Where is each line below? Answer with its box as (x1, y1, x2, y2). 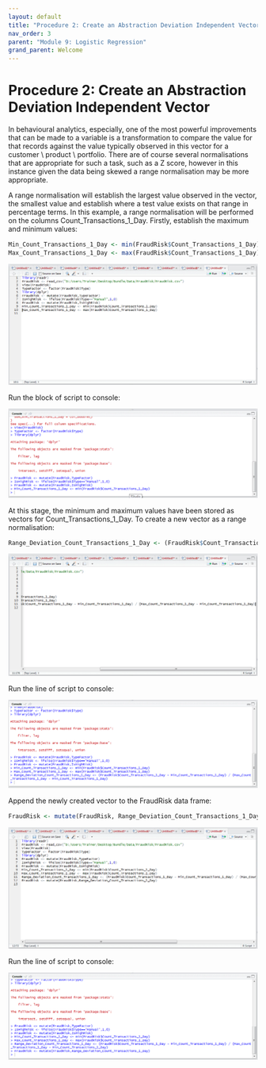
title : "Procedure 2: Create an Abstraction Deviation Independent (8, 21, 236, 29)
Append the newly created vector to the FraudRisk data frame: (8, 796, 212, 805)
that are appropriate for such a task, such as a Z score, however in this (8, 159, 239, 168)
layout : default (8, 13, 62, 21)
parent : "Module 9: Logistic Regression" (8, 38, 147, 46)
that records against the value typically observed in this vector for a (8, 141, 229, 151)
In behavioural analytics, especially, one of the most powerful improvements (8, 125, 257, 134)
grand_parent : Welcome (8, 46, 83, 55)
